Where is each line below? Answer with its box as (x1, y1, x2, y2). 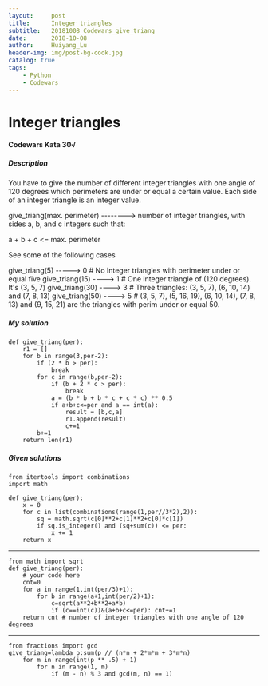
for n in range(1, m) (37, 663, 109, 672)
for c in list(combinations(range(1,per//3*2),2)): (22, 509, 198, 516)
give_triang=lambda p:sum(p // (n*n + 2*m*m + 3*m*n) (8, 649, 191, 657)
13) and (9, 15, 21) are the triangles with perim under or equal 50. (8, 300, 220, 309)
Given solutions (8, 453, 61, 462)
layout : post (8, 11, 66, 20)
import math (8, 481, 48, 489)
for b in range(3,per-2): (22, 353, 109, 361)
